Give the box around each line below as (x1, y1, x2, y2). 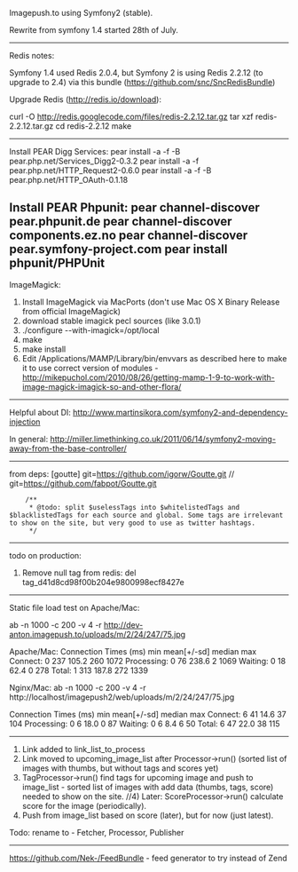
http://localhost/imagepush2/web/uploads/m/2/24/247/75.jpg (9, 692, 235, 702)
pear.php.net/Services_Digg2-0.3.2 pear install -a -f (9, 155, 200, 166)
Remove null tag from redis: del (21, 567, 137, 578)
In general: (9, 433, 49, 444)
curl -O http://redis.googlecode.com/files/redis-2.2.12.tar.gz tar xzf (9, 111, 255, 122)
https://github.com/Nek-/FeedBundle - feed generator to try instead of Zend (9, 852, 288, 863)
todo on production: (9, 550, 82, 560)
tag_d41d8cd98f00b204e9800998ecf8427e (21, 576, 184, 587)
